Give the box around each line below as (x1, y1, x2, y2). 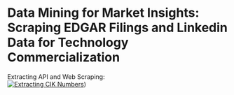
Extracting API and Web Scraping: (7, 72, 105, 81)
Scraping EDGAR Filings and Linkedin (7, 20, 228, 36)
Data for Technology (7, 35, 129, 50)
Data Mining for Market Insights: (7, 5, 200, 21)
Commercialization (7, 50, 121, 66)
